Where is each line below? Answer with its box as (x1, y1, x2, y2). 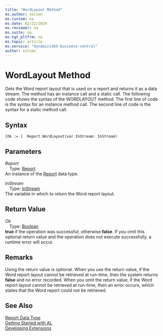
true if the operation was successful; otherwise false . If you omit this (5, 228, 145, 234)
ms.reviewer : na (5, 26, 38, 31)
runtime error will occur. (5, 239, 54, 245)
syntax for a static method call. (5, 107, 68, 113)
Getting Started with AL (5, 320, 53, 326)
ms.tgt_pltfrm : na (5, 35, 43, 40)
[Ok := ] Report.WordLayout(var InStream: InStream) (5, 134, 118, 139)
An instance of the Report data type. (5, 171, 79, 177)
